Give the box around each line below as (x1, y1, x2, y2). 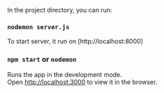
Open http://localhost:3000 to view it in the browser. (7, 78, 158, 86)
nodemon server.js (7, 23, 70, 31)
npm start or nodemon (7, 55, 77, 65)
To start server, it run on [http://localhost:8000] (7, 37, 143, 46)
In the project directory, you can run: (7, 6, 112, 14)
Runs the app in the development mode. (7, 70, 122, 78)
